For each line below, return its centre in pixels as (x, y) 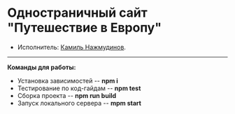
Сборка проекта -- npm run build (67, 95)
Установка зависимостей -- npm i (68, 80)
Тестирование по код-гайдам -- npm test (79, 88)
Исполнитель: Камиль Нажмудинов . (71, 47)
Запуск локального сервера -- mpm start (79, 103)
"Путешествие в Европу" (85, 28)
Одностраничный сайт (78, 13)
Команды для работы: (42, 67)
